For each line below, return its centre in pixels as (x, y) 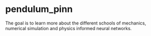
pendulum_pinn (39, 9)
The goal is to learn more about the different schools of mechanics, (76, 23)
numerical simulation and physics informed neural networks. (69, 28)
